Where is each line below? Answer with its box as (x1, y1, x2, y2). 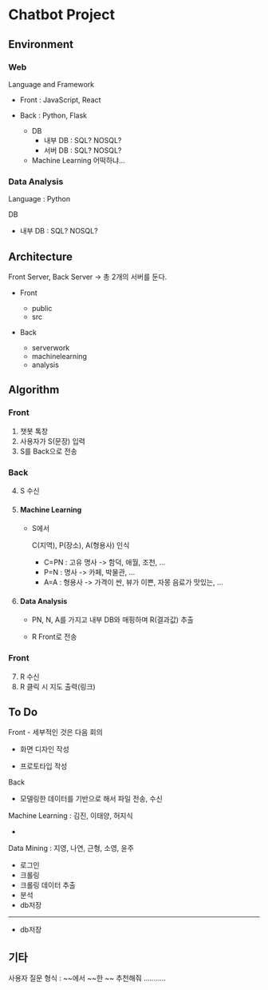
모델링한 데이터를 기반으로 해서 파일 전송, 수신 (19, 794, 164, 804)
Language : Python (8, 194, 70, 204)
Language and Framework (8, 79, 95, 89)
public (31, 303, 53, 313)
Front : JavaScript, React (19, 94, 101, 105)
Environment (8, 38, 74, 51)
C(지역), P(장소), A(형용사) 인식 (31, 541, 130, 550)
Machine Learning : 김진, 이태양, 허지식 (8, 811, 133, 820)
